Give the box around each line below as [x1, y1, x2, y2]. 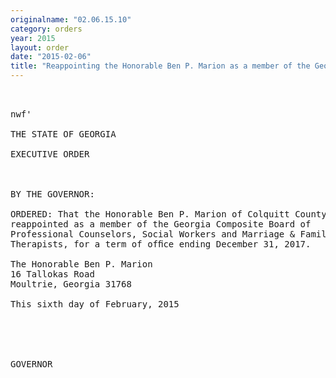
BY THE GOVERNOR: [10, 189, 95, 200]
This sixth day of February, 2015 [10, 299, 180, 310]
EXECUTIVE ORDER [10, 149, 90, 160]
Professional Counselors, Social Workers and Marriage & [10, 229, 296, 240]
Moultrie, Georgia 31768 [10, 279, 132, 290]
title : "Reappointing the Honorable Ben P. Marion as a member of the [10, 61, 311, 71]
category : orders [10, 24, 83, 34]
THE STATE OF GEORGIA [10, 129, 117, 140]
